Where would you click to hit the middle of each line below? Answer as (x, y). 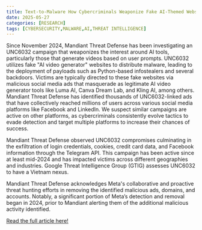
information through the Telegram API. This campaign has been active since (100, 153)
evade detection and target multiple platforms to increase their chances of (98, 122)
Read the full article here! (38, 221)
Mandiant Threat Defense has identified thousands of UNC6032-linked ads (99, 97)
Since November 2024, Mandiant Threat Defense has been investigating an (99, 46)
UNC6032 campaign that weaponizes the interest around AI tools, (88, 52)
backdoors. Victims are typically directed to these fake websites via (90, 77)
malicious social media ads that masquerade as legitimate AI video (89, 84)
